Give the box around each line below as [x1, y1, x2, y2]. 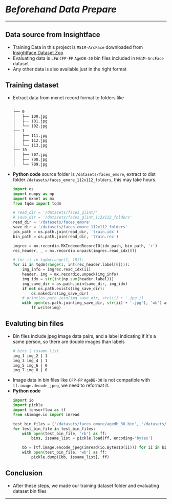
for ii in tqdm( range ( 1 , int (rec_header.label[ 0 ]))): [12, 262, 130, 267]
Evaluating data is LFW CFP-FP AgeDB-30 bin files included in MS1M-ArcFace [12, 55, 164, 61]
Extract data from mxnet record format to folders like [12, 94, 124, 101]
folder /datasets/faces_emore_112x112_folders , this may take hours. [12, 176, 157, 183]
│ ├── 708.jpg [12, 157, 48, 163]
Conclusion [5, 469, 43, 478]
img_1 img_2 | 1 [12, 353, 48, 358]
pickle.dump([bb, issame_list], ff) [31, 455, 110, 460]
